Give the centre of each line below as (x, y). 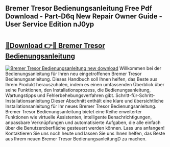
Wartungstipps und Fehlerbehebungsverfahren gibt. (60, 95)
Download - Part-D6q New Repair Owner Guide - (84, 17)
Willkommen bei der (140, 68)
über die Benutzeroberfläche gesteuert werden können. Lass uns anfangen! (85, 128)
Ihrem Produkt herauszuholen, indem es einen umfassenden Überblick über (85, 84)
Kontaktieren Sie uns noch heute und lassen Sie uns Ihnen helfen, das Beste (85, 133)
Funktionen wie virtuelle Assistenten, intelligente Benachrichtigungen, (79, 117)
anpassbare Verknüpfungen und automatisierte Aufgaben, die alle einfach (83, 122)
